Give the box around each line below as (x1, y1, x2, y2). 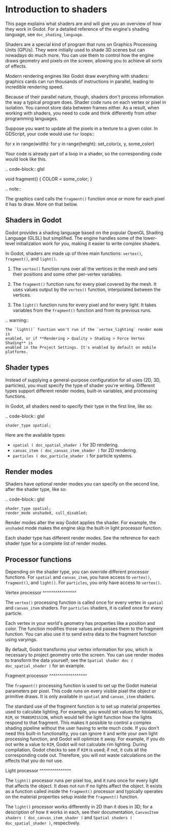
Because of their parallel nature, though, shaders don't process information (5, 94, 164, 100)
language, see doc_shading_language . (5, 31, 83, 37)
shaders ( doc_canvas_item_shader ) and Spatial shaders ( (5, 815, 133, 821)
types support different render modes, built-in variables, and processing (5, 388, 157, 394)
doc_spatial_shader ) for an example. (5, 663, 85, 669)
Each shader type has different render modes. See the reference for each (5, 535, 160, 541)
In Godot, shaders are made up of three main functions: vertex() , (5, 250, 143, 256)
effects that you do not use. (5, 758, 63, 764)
